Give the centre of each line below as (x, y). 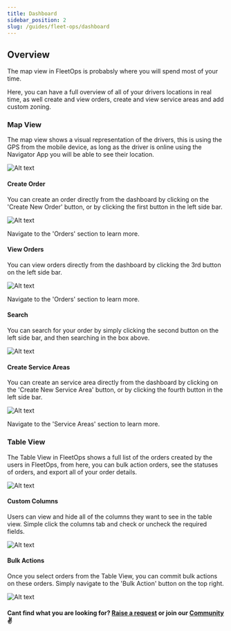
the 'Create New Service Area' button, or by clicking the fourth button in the (115, 390)
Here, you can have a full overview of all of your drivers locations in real (110, 92)
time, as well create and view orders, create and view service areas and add (115, 100)
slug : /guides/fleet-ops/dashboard (58, 26)
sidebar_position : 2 (37, 20)
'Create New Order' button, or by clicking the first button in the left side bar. (115, 207)
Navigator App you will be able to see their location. (81, 155)
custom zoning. (29, 107)
